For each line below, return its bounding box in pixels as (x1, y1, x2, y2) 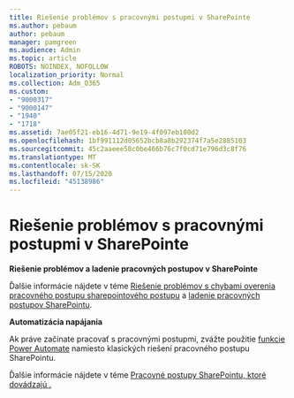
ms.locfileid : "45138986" (9, 178, 104, 187)
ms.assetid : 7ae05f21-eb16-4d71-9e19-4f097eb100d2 (9, 128, 200, 137)
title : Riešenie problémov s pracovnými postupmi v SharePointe (9, 12, 251, 22)
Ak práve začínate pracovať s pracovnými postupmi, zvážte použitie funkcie (9, 333, 285, 345)
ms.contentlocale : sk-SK (9, 161, 101, 170)
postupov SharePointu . (9, 300, 93, 310)
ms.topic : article (9, 54, 77, 63)
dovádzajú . (9, 379, 52, 390)
